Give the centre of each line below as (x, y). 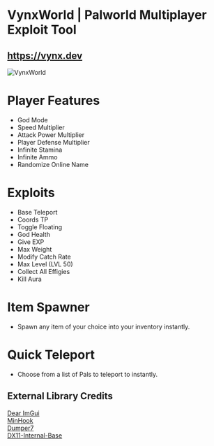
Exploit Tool (42, 30)
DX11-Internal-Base (35, 435)
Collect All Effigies (44, 271)
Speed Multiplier (41, 127)
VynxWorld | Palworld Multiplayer (107, 15)
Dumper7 (21, 428)
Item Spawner (48, 307)
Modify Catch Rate (44, 257)
